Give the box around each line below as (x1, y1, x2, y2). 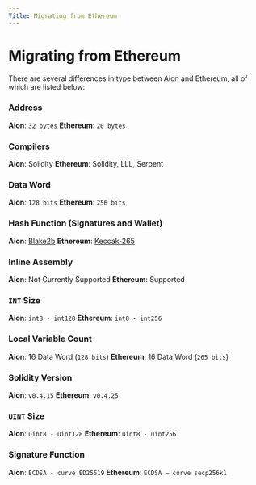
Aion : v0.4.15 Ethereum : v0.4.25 (8, 390, 119, 400)
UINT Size (8, 410, 45, 421)
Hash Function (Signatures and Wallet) (8, 217, 163, 229)
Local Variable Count (8, 333, 93, 344)
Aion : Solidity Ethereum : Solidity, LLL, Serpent (8, 159, 164, 169)
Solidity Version (8, 372, 73, 383)
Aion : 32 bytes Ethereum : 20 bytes (8, 120, 126, 130)
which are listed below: (8, 82, 86, 91)
